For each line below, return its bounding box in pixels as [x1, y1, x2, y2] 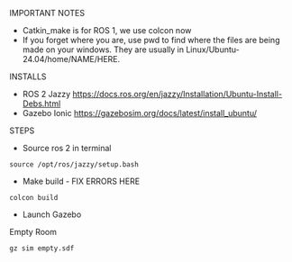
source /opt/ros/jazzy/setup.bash [9, 160, 140, 169]
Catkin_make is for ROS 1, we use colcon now [22, 25, 192, 35]
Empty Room [9, 227, 57, 237]
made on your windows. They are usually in [22, 44, 185, 55]
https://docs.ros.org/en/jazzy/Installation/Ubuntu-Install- [72, 89, 282, 99]
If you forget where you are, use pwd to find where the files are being [22, 35, 280, 45]
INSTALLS [9, 71, 47, 82]
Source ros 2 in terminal [22, 143, 112, 153]
